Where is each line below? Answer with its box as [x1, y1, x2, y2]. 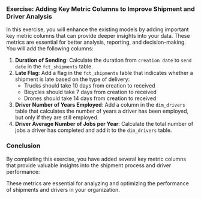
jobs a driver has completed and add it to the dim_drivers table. [14, 126, 172, 134]
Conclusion [6, 141, 41, 150]
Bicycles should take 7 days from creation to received [23, 89, 157, 96]
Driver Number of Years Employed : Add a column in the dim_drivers [14, 101, 185, 108]
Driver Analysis [6, 12, 52, 20]
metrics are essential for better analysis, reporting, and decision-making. [6, 38, 186, 46]
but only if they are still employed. [14, 114, 99, 121]
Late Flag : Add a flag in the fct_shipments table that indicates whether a [14, 70, 193, 77]
